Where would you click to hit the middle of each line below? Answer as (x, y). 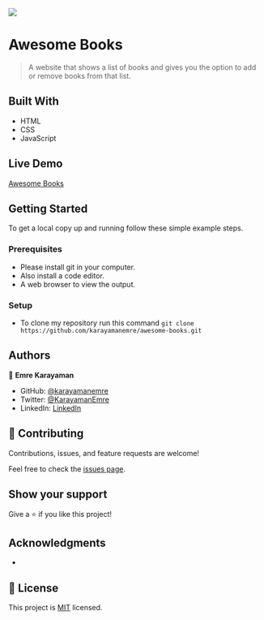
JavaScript (38, 138)
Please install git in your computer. (78, 267)
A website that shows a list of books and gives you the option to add (142, 67)
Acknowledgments (57, 542)
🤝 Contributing (46, 434)
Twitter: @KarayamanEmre (64, 399)
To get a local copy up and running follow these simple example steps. (126, 228)
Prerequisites (35, 249)
